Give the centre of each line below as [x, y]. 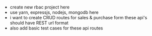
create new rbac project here [39, 7]
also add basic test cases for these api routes [56, 28]
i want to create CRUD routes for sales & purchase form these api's [78, 18]
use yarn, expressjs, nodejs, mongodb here [54, 12]
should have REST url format [39, 23]
